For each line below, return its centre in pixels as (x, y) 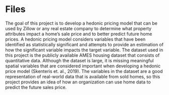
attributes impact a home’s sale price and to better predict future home (79, 34)
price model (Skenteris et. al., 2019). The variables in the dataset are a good (84, 71)
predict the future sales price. (36, 87)
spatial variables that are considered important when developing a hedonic (83, 66)
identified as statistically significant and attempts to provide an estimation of (84, 44)
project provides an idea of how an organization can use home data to (78, 82)
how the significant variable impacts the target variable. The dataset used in (84, 50)
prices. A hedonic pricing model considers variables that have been (75, 39)
